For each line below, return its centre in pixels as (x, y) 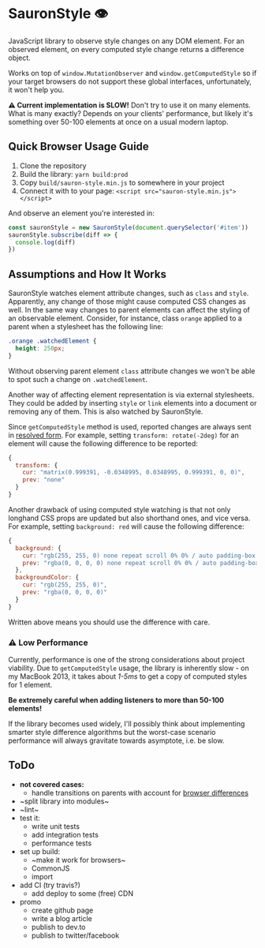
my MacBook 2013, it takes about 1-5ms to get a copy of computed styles (127, 676)
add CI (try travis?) (50, 885)
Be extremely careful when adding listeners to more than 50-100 (116, 700)
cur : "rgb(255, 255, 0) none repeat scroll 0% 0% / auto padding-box (139, 556)
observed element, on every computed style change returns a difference (126, 49)
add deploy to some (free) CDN (82, 893)
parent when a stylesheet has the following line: (86, 327)
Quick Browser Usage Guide (79, 146)
